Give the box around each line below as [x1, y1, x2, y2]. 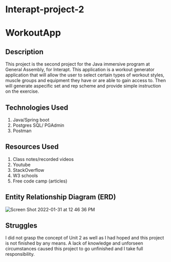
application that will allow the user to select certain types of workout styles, [5, 72, 165, 78]
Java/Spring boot [12, 117, 50, 123]
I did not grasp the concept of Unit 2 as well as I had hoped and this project [5, 235, 164, 241]
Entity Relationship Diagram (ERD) [5, 193, 116, 201]
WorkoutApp [5, 27, 61, 39]
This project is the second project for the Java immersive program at [5, 61, 150, 67]
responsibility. [5, 251, 35, 257]
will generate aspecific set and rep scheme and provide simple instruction [5, 83, 161, 89]
